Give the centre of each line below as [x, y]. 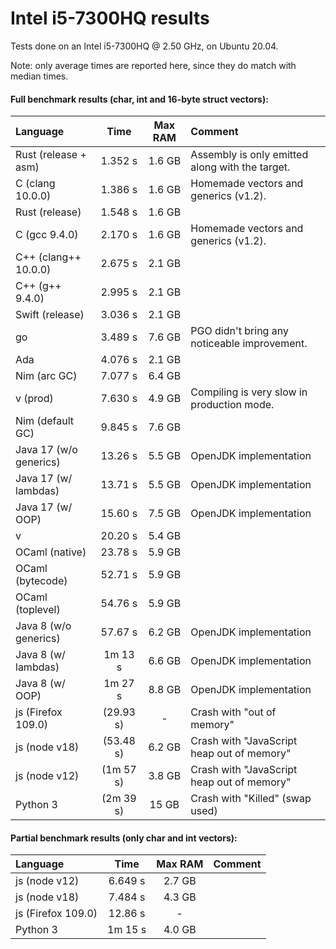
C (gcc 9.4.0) [47, 235]
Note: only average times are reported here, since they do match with [153, 65]
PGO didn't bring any [239, 331]
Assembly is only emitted [249, 155]
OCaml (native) [51, 552]
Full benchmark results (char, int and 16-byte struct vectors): [139, 99]
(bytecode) [41, 581]
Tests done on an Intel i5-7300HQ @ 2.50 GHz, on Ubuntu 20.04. [144, 46]
